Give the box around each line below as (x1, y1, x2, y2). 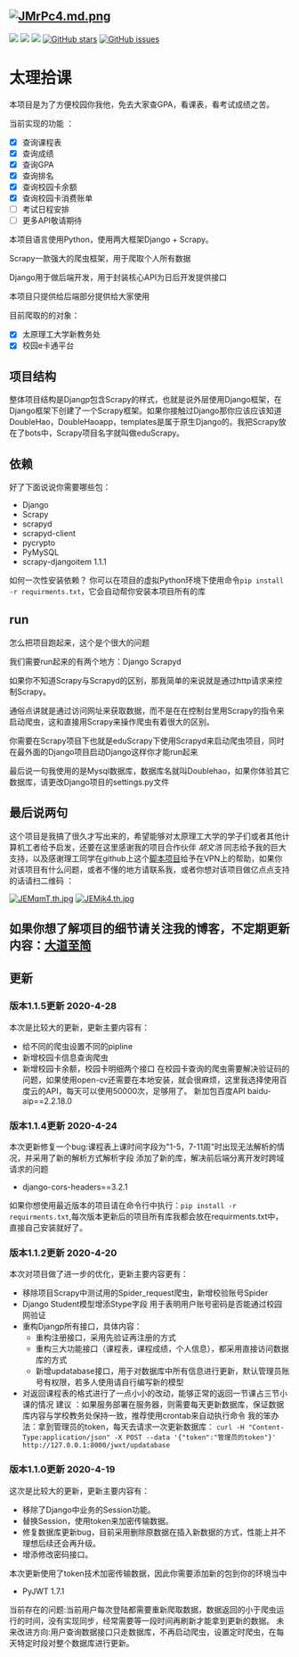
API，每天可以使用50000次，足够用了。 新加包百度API (45, 1085, 246, 1096)
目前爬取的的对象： (9, 310, 80, 321)
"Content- (247, 1423, 285, 1432)
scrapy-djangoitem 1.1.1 (21, 557, 107, 567)
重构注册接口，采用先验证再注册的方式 (35, 1332, 176, 1343)
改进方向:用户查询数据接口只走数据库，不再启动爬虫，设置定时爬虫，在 (16, 1626, 278, 1637)
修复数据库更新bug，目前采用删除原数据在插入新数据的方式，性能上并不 (21, 1527, 287, 1537)
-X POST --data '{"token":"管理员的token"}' (114, 1433, 277, 1442)
